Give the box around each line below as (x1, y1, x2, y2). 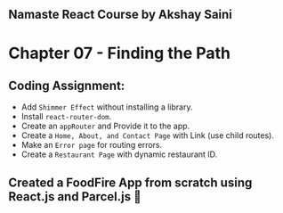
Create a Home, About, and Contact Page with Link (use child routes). (20, 130, 275, 141)
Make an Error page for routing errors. (20, 140, 163, 151)
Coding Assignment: (8, 78, 125, 93)
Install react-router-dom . (20, 111, 112, 122)
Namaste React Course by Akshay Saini (8, 7, 233, 22)
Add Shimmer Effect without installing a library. (20, 102, 193, 112)
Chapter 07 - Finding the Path (8, 43, 231, 63)
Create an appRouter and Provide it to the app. (20, 120, 190, 132)
